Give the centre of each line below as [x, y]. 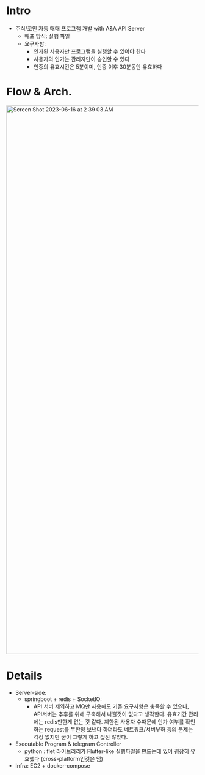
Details [24, 676]
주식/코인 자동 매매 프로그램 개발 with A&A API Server [80, 28]
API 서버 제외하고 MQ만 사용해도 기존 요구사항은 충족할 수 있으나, [111, 706]
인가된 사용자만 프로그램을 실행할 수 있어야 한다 [90, 51]
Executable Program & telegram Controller [68, 744]
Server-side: [31, 692]
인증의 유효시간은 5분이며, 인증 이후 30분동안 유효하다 [98, 66]
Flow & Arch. [39, 92]
